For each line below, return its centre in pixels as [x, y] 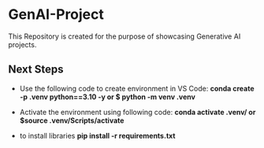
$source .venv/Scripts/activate [72, 120]
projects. [22, 44]
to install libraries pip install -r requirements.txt [97, 135]
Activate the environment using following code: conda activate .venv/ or [138, 112]
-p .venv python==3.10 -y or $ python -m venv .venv [107, 97]
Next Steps [36, 70]
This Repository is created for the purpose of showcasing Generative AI [125, 36]
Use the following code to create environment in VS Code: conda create [137, 88]
